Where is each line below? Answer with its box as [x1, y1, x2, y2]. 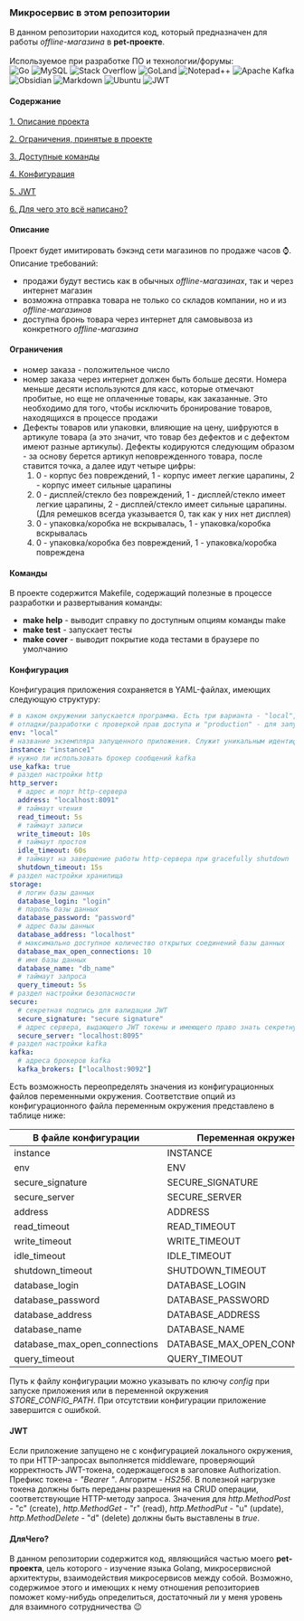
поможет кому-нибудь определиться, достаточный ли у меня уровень [9, 1592, 283, 1603]
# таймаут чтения [17, 803, 83, 813]
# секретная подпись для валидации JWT [17, 1006, 168, 1015]
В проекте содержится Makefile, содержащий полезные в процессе [9, 588, 272, 599]
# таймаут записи [17, 820, 83, 829]
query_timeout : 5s [17, 981, 88, 990]
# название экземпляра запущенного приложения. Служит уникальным [9, 736, 265, 745]
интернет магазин [22, 285, 93, 296]
